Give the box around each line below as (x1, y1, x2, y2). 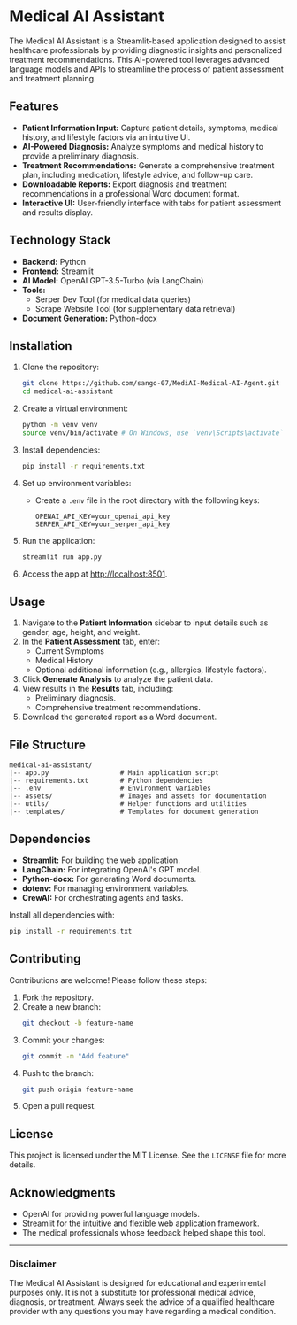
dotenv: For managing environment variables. (21, 883, 189, 894)
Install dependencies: (21, 445, 101, 455)
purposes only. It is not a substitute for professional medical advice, (9, 1287, 256, 1298)
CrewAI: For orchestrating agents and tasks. (21, 893, 184, 903)
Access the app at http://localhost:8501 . (21, 569, 168, 579)
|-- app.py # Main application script (9, 769, 219, 778)
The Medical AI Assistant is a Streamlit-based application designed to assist (9, 35, 286, 46)
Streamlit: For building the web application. (21, 855, 181, 865)
